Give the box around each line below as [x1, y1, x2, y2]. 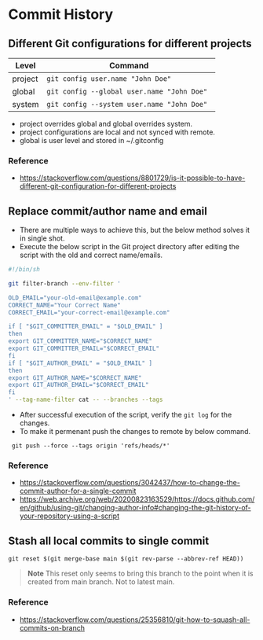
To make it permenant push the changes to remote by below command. [19, 427, 251, 436]
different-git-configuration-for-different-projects [19, 182, 177, 191]
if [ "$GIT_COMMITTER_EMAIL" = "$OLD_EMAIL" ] [8, 322, 163, 331]
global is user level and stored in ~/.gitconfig [19, 136, 164, 145]
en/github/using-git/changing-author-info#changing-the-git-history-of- [19, 503, 251, 513]
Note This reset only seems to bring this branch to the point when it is [27, 568, 254, 579]
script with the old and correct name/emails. [19, 250, 163, 260]
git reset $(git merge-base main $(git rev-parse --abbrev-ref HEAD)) [8, 555, 244, 563]
